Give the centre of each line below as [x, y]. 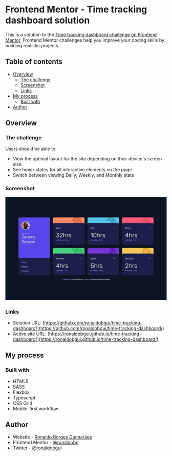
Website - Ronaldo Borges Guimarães [52, 437]
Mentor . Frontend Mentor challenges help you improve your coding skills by [85, 40]
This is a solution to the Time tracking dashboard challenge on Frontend [81, 34]
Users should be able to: [31, 149]
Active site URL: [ [31, 334]
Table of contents [34, 62]
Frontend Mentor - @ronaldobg [46, 443]
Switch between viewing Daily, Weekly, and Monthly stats [73, 175]
